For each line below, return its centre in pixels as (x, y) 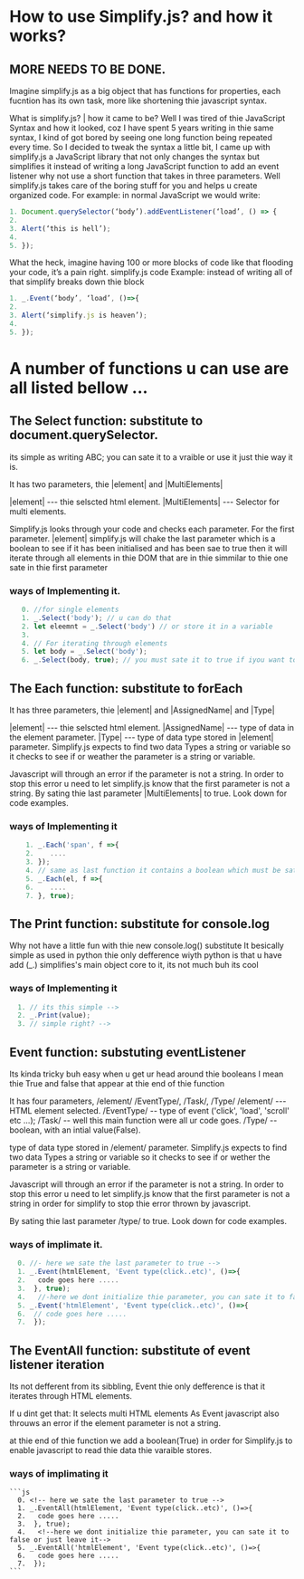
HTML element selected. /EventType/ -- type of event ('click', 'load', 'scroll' (149, 1110)
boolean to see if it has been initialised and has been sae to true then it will (148, 548)
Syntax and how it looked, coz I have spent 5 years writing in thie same (142, 128)
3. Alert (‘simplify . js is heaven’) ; (78, 316)
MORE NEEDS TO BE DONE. (87, 69)
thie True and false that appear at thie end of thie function (117, 1083)
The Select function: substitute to (106, 421)
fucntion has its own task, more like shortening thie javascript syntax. (138, 100)
